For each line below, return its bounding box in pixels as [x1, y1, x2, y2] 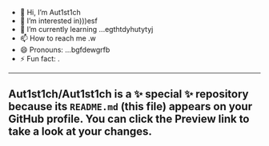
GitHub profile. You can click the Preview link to [8, 112, 250, 126]
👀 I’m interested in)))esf [19, 16, 98, 26]
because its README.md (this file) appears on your [8, 100, 253, 113]
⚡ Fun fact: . [19, 54, 60, 63]
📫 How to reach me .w [19, 34, 96, 43]
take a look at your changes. [8, 124, 152, 139]
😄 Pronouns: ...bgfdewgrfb [19, 45, 110, 54]
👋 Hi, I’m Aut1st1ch [19, 8, 82, 17]
